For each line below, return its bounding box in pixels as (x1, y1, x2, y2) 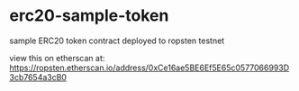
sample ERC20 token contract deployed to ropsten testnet (9, 35, 225, 46)
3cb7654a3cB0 (9, 71, 68, 82)
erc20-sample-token (9, 5, 169, 26)
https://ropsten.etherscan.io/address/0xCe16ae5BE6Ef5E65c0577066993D (9, 62, 290, 73)
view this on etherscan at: (9, 52, 105, 63)
